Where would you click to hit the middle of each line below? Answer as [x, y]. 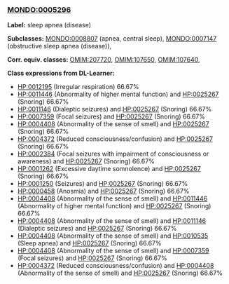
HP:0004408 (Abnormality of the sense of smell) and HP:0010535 [113, 236]
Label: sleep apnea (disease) [49, 25]
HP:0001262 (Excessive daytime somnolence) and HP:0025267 [109, 169]
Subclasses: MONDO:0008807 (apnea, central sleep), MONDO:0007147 [112, 39]
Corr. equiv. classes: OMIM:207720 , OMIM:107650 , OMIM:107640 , [104, 60]
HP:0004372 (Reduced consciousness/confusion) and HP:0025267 [115, 139]
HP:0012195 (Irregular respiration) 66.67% [78, 87]
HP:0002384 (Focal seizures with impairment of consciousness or [113, 154]
